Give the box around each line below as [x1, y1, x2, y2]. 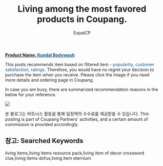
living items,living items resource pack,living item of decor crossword [5, 150, 144, 156]
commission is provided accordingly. [5, 121, 79, 127]
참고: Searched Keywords [5, 137, 84, 145]
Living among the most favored [18, 3, 146, 15]
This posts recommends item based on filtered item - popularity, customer [5, 61, 155, 67]
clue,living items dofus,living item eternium [5, 155, 91, 161]
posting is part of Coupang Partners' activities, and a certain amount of [5, 116, 148, 122]
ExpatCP [73, 30, 91, 36]
